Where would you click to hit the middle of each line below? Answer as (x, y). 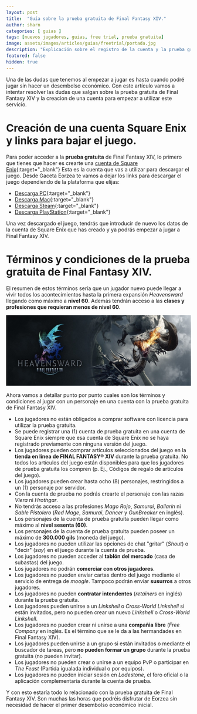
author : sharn (23, 25)
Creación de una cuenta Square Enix (96, 128)
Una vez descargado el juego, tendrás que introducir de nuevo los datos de (97, 223)
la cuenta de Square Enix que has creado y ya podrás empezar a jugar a (93, 230)
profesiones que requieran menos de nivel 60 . (63, 307)
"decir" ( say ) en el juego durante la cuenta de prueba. (80, 550)
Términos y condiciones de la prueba (98, 259)
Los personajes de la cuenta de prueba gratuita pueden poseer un (94, 531)
